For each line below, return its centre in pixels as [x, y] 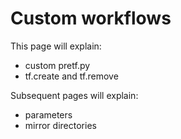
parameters [48, 114]
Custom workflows [91, 18]
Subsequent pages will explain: [74, 95]
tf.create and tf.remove [71, 76]
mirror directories [60, 125]
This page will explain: [56, 46]
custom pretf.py [57, 65]
